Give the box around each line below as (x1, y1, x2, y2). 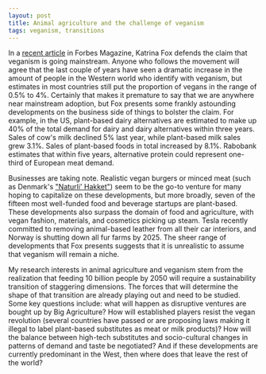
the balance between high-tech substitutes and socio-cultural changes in (8, 333, 249, 342)
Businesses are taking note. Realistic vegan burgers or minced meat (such (8, 173, 252, 183)
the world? (8, 358, 44, 368)
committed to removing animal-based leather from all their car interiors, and (8, 224, 256, 234)
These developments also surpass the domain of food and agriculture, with (8, 208, 254, 217)
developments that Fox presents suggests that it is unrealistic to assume (8, 241, 245, 251)
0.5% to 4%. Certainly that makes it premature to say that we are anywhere (8, 91, 255, 100)
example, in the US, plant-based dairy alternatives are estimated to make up (8, 116, 256, 126)
